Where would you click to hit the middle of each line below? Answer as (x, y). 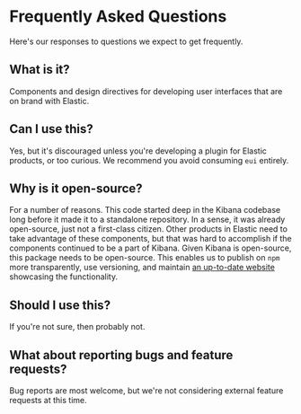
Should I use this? (60, 305)
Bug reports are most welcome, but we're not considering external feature (146, 391)
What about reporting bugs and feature (121, 355)
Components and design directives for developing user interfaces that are (146, 91)
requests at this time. (48, 400)
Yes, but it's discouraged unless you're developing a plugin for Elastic (138, 151)
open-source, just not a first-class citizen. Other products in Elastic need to (148, 229)
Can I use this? (51, 129)
